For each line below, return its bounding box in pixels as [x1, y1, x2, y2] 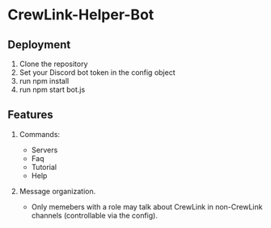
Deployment [7, 38, 71, 52]
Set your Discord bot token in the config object [19, 68, 176, 77]
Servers [31, 145, 58, 155]
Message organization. [19, 186, 96, 196]
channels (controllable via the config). [31, 210, 159, 220]
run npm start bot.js [19, 85, 86, 94]
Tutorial [31, 162, 57, 172]
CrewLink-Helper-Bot [7, 6, 155, 24]
